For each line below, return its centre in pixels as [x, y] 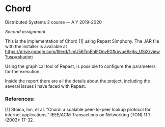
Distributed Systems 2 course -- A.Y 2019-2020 [54, 22]
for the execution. [23, 71]
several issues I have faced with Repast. [46, 86]
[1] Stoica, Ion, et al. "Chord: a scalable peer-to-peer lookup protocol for [78, 110]
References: [20, 99]
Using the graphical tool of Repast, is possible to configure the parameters [81, 66]
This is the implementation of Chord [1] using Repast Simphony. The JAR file [82, 41]
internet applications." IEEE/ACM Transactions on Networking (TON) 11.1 [78, 115]
